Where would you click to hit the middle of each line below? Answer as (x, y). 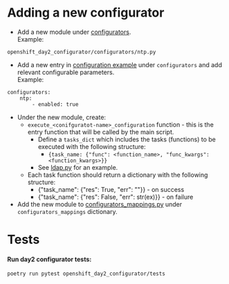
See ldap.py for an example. (78, 167)
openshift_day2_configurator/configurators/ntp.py (82, 52)
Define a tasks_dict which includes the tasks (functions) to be (127, 139)
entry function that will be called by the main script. (101, 132)
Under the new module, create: (61, 117)
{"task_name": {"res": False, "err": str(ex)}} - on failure (116, 197)
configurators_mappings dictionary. (67, 211)
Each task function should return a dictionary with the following (118, 175)
